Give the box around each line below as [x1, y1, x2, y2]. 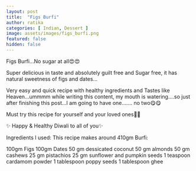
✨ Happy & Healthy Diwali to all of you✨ [6, 122, 103, 129]
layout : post [6, 8, 38, 15]
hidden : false [6, 42, 41, 48]
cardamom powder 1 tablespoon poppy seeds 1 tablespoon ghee [6, 157, 164, 165]
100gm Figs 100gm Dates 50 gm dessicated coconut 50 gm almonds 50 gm [6, 145, 190, 152]
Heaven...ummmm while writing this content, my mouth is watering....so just [6, 93, 191, 100]
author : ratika [6, 19, 44, 25]
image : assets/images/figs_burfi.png [6, 31, 99, 37]
